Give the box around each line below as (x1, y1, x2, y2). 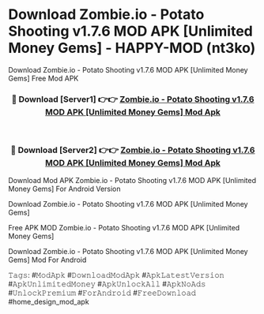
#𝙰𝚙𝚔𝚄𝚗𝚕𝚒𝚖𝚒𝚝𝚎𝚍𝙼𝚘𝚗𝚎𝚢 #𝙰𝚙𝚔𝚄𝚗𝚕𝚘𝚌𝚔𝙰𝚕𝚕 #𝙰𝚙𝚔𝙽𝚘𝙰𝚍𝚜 (8, 278, 206, 289)
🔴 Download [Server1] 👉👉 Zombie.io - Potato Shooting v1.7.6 (11, 93, 255, 104)
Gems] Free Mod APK (8, 73, 79, 83)
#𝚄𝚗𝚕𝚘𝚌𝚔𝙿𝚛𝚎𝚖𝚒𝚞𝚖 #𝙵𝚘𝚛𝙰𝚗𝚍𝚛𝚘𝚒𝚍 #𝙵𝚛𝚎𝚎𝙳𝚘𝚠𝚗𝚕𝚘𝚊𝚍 (8, 288, 196, 297)
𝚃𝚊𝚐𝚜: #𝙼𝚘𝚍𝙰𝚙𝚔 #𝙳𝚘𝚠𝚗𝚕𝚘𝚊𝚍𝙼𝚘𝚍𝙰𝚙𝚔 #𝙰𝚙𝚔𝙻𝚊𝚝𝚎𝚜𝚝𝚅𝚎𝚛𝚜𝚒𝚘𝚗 (8, 270, 225, 279)
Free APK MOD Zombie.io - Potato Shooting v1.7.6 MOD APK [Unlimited (8, 222, 240, 232)
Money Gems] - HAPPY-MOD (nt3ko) (8, 39, 256, 57)
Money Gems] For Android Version (8, 184, 121, 193)
